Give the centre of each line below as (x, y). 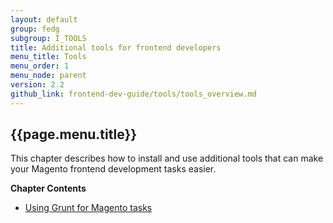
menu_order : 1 (40, 66)
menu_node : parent (48, 76)
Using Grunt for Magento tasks (88, 208)
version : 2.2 (37, 85)
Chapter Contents (48, 188)
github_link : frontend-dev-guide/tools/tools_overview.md (133, 94)
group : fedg (35, 29)
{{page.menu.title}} (74, 134)
